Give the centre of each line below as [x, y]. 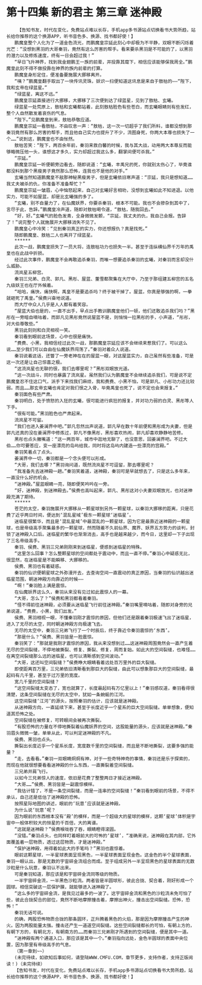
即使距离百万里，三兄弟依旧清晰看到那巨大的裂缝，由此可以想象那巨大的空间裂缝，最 [104, 669]
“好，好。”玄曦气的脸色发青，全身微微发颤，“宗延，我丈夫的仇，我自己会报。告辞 [100, 216]
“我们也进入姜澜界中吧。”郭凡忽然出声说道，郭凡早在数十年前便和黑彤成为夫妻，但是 [103, 426]
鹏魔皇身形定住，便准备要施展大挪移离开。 [59, 75]
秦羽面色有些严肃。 [35, 394]
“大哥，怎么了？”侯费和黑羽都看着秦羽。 [57, 598]
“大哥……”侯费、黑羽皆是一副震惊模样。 [56, 784]
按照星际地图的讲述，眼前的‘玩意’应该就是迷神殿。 [69, 803]
